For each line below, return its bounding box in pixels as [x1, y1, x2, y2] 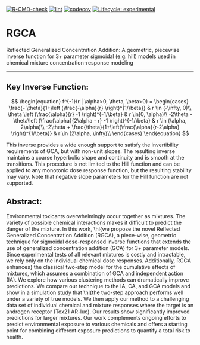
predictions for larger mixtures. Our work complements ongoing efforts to [6, 314, 186, 321]
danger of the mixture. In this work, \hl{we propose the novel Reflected [6, 225, 180, 233]
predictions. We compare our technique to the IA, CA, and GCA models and [6, 282, 190, 289]
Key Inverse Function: [6, 82, 89, 92]
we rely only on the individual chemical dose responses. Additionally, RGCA [6, 257, 192, 264]
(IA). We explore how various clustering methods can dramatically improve [6, 276, 189, 283]
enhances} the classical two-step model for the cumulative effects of [6, 263, 176, 270]
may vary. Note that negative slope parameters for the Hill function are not [6, 173, 189, 180]
